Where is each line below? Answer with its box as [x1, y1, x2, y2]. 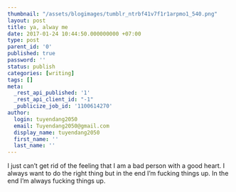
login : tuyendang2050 [14, 115, 78, 123]
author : [7, 109, 31, 116]
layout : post [7, 17, 46, 24]
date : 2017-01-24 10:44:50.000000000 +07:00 [7, 30, 141, 38]
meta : [7, 83, 23, 90]
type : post [7, 37, 40, 44]
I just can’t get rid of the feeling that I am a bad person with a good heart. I [7, 162, 225, 170]
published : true [7, 50, 55, 57]
